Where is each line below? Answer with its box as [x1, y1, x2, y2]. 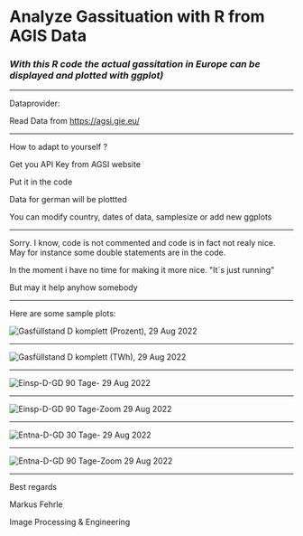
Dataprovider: [9, 98, 60, 109]
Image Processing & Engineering [9, 517, 131, 528]
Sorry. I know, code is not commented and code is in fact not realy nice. [9, 238, 277, 249]
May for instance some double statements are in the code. [9, 247, 226, 259]
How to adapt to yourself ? [9, 142, 108, 153]
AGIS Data [9, 25, 87, 46]
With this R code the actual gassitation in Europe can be [9, 58, 261, 71]
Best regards [9, 482, 57, 493]
